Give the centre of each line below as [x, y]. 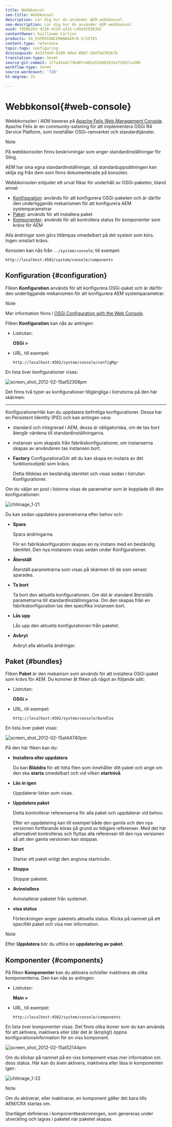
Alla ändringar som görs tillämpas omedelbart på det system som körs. [80, 235]
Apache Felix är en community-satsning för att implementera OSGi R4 [79, 126]
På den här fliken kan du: [31, 748]
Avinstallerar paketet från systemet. [50, 899]
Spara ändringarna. [33, 534]
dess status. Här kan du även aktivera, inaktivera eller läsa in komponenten [84, 1063]
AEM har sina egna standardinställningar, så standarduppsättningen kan [81, 167]
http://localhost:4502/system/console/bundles [63, 719]
